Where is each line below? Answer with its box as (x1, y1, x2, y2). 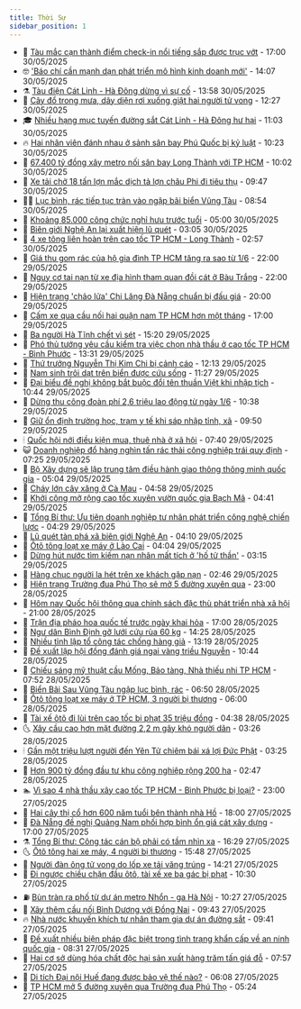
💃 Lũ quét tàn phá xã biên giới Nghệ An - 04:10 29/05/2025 (22, 531, 243, 541)
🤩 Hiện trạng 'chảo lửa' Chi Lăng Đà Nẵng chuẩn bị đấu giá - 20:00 (22, 290, 272, 302)
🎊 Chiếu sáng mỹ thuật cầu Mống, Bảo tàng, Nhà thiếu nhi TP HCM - (22, 664, 278, 676)
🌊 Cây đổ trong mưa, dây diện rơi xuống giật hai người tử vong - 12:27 (22, 95, 281, 105)
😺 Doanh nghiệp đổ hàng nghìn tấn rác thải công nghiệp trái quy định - (22, 444, 288, 455)
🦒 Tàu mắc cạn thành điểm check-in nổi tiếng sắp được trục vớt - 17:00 (22, 46, 287, 57)
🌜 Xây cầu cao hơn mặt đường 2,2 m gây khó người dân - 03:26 (22, 723, 261, 733)
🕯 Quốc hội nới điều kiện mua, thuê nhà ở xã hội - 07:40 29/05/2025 (22, 434, 273, 445)
